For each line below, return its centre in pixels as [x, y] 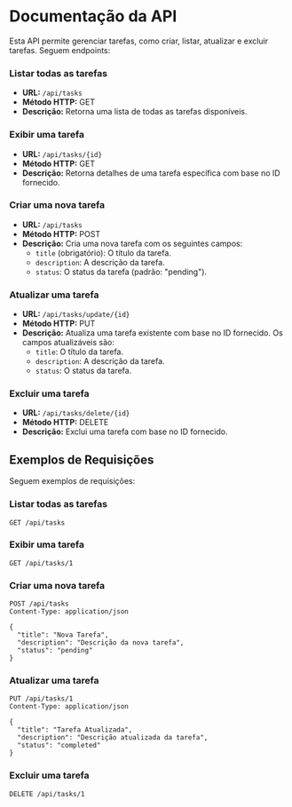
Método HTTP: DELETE [65, 423]
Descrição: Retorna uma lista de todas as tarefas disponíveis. [134, 112]
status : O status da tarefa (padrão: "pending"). [121, 272]
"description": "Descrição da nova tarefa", [101, 643]
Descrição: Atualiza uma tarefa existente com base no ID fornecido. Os [153, 333]
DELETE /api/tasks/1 [47, 794]
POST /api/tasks [39, 604]
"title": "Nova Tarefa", [63, 635]
